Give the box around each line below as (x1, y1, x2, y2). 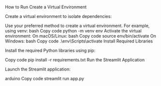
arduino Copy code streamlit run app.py (5, 76, 85, 81)
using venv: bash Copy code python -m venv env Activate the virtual (5, 28, 142, 33)
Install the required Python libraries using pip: (5, 48, 96, 53)
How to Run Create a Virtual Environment (5, 4, 87, 10)
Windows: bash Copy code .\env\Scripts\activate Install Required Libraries (5, 38, 153, 44)
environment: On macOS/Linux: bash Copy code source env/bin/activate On (5, 33, 156, 39)
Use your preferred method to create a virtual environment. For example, (5, 23, 150, 29)
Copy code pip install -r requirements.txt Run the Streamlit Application (5, 57, 145, 62)
